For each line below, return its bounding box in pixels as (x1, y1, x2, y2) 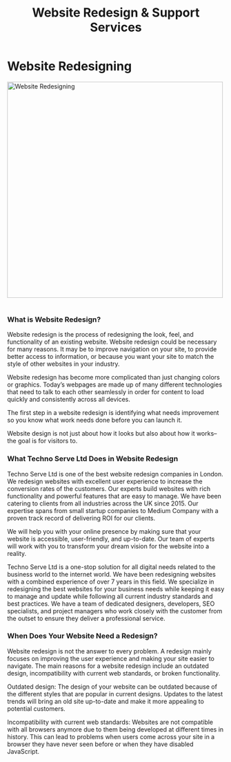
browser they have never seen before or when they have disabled (7, 740, 194, 748)
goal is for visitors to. (17, 437, 78, 445)
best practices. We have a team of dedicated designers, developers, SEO (7, 600, 215, 608)
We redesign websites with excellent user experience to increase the (7, 477, 203, 485)
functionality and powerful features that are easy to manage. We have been (7, 492, 222, 500)
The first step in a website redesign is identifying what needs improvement (7, 409, 219, 417)
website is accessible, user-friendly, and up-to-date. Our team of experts (7, 535, 215, 543)
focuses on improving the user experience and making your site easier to (7, 654, 215, 662)
